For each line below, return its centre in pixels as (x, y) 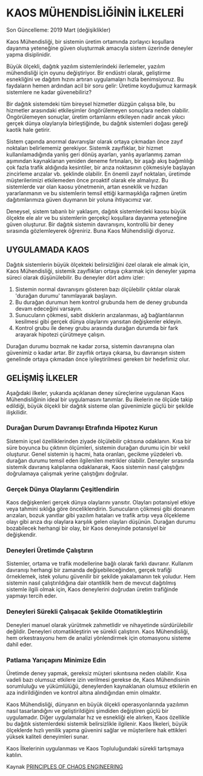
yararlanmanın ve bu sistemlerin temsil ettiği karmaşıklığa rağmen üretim (97, 193)
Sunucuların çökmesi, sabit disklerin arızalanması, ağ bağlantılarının (99, 315)
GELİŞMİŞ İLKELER (42, 378)
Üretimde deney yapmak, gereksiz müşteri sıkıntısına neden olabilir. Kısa (96, 673)
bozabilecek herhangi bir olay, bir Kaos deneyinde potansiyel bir (86, 528)
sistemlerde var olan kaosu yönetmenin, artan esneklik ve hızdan (87, 187)
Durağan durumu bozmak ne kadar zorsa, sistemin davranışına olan (90, 346)
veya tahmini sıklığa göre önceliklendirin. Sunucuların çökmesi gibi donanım (101, 509)
